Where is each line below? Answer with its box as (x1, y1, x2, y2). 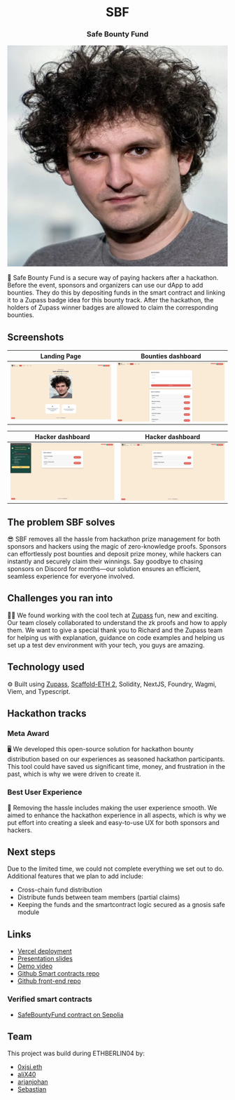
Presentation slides (17, 955, 73, 963)
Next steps (7, 846, 56, 858)
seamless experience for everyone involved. (7, 572, 135, 580)
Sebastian (17, 1085, 47, 1094)
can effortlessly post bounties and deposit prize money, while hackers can (7, 549, 222, 558)
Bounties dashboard (141, 351, 201, 360)
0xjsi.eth (17, 1063, 43, 1071)
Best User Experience (7, 787, 83, 797)
